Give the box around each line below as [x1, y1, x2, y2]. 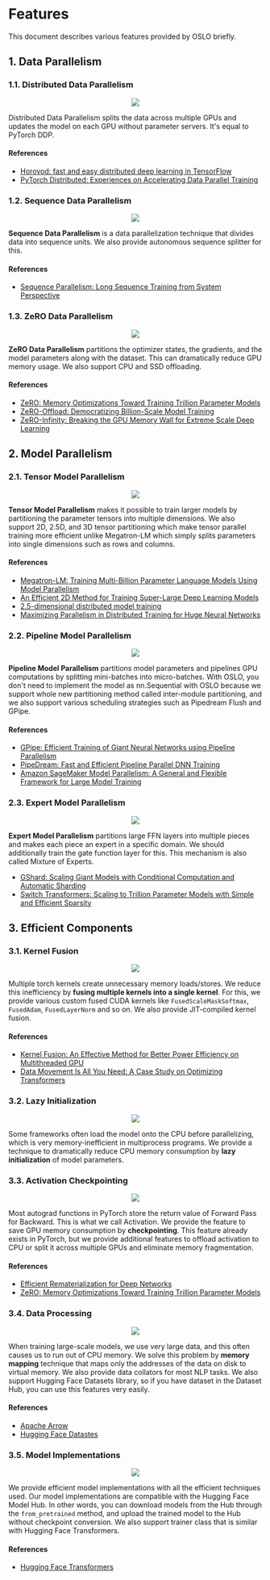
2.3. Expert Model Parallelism [8, 797, 126, 808]
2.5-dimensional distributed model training [19, 601, 162, 610]
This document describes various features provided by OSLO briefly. [8, 31, 236, 41]
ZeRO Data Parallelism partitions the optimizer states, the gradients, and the [8, 344, 263, 354]
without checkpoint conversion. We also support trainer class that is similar [8, 1517, 258, 1527]
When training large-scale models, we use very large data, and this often [8, 1341, 250, 1351]
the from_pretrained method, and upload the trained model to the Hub [8, 1509, 242, 1518]
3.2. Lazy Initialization [8, 1096, 97, 1107]
